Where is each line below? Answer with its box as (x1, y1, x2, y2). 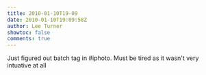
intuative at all (7, 61, 47, 70)
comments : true (7, 35, 51, 42)
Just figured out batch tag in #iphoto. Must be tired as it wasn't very (7, 54, 199, 62)
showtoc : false (7, 29, 51, 36)
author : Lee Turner (7, 22, 63, 29)
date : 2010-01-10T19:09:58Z (7, 16, 88, 23)
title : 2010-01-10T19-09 (7, 10, 78, 17)
